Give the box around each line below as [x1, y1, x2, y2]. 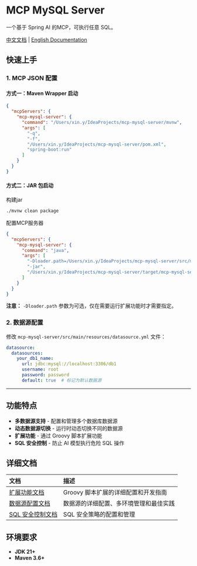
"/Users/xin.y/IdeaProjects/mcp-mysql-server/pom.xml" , [27, 141, 167, 147]
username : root [21, 366, 59, 373]
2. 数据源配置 [6, 318, 43, 326]
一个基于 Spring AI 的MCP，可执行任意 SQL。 [6, 23, 116, 31]
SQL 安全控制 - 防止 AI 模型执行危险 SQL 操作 [14, 439, 125, 446]
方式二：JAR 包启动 [6, 182, 54, 189]
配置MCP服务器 [6, 219, 44, 226]
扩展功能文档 [9, 488, 45, 497]
